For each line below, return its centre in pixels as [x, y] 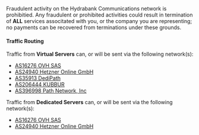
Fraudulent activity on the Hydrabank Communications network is [86, 9]
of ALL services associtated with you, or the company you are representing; [99, 21]
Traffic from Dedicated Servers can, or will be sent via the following [90, 102]
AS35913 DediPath [38, 78]
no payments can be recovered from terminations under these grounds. [94, 27]
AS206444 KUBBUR [40, 85]
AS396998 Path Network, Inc [51, 91]
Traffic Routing [25, 41]
